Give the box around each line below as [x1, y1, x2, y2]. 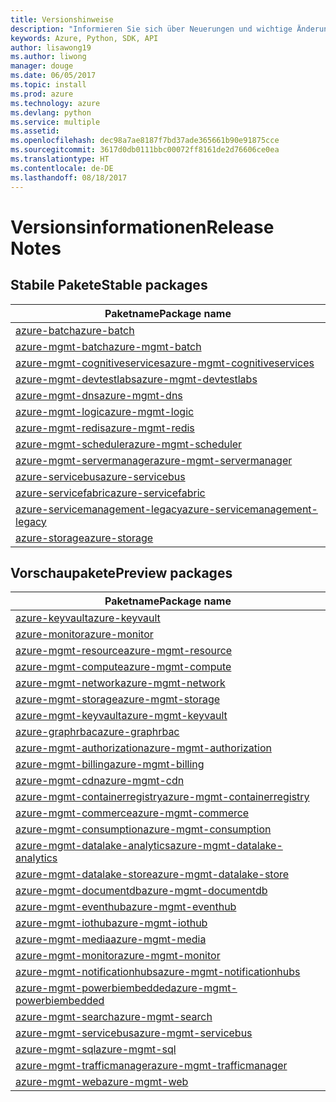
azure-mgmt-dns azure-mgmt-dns [15, 388, 183, 402]
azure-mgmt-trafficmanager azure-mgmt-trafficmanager [15, 1059, 288, 1073]
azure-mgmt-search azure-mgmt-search [15, 1010, 213, 1024]
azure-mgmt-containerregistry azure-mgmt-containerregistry [15, 790, 310, 804]
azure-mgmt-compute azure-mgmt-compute [15, 660, 232, 674]
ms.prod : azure [10, 89, 74, 99]
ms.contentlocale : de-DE [10, 163, 114, 173]
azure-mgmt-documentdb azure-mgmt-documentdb [15, 884, 268, 898]
